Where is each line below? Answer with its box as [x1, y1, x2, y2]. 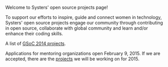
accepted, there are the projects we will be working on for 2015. [5, 56, 139, 62]
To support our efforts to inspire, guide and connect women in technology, [5, 14, 162, 20]
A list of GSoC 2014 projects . [5, 40, 66, 47]
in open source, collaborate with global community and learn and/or [5, 25, 148, 31]
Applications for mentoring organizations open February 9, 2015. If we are [5, 51, 161, 56]
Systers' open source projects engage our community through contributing [5, 20, 163, 26]
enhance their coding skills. [5, 31, 63, 36]
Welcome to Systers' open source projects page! [5, 5, 108, 10]
